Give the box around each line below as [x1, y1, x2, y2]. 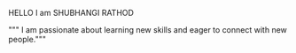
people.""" [8, 34, 46, 44]
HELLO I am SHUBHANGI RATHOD [8, 8, 135, 18]
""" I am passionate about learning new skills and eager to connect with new [8, 25, 287, 34]
